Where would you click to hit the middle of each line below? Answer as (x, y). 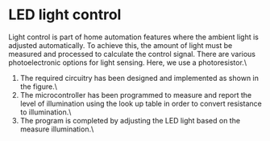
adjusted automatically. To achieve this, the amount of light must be (120, 45)
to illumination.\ (46, 112)
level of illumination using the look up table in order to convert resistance (141, 103)
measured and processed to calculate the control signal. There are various (132, 54)
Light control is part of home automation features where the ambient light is (134, 37)
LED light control (65, 15)
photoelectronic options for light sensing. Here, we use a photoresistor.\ (128, 62)
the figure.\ (39, 87)
